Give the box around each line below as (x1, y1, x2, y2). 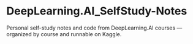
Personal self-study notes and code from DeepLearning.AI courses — (6, 24, 183, 31)
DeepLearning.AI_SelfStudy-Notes (6, 4, 187, 18)
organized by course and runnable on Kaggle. (6, 30, 122, 37)
